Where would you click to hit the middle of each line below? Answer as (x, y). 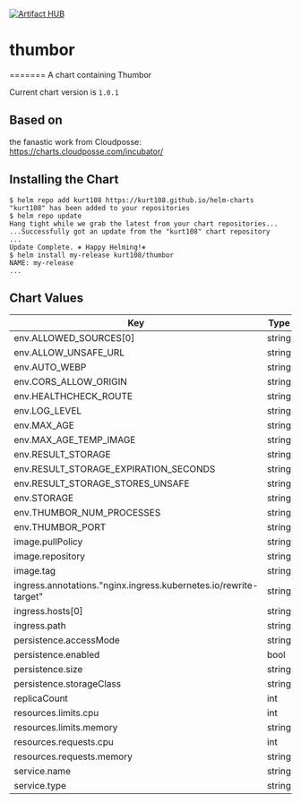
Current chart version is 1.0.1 (64, 92)
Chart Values (47, 298)
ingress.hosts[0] (48, 611)
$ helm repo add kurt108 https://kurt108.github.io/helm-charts (132, 200)
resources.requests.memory (73, 756)
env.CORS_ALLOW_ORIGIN (71, 382)
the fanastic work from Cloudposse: (75, 141)
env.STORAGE (44, 499)
